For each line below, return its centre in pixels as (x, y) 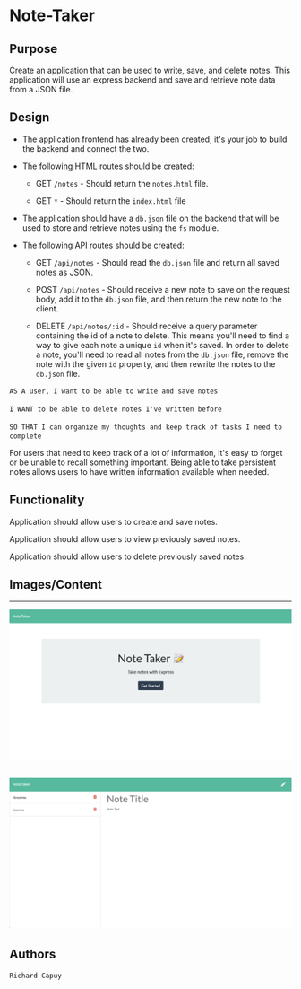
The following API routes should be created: (103, 245)
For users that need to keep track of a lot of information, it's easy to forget (146, 452)
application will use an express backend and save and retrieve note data (142, 80)
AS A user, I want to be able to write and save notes (114, 391)
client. (47, 308)
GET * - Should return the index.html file (111, 201)
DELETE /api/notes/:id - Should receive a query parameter (146, 326)
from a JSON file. (41, 89)
